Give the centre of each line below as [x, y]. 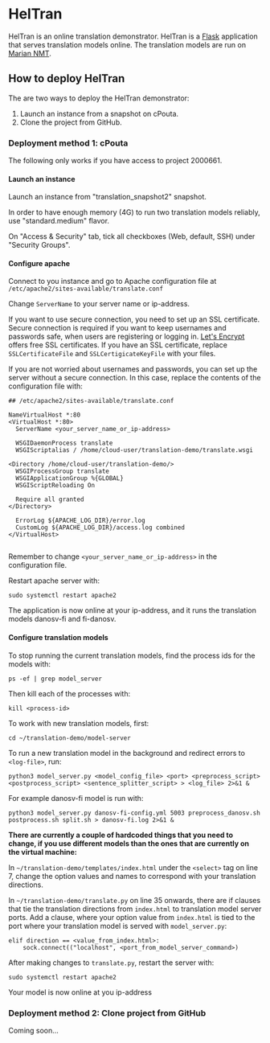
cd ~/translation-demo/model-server [70, 738]
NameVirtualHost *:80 [45, 415]
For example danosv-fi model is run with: [76, 798]
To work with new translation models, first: [79, 723]
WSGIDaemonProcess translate [64, 443]
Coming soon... [33, 1030]
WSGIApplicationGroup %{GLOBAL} [70, 478]
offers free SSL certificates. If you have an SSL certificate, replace [118, 345]
